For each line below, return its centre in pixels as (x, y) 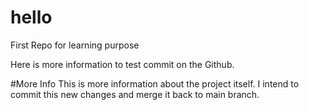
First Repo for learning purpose (75, 45)
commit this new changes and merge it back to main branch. (135, 94)
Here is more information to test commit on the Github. (122, 64)
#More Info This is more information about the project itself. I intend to (155, 83)
